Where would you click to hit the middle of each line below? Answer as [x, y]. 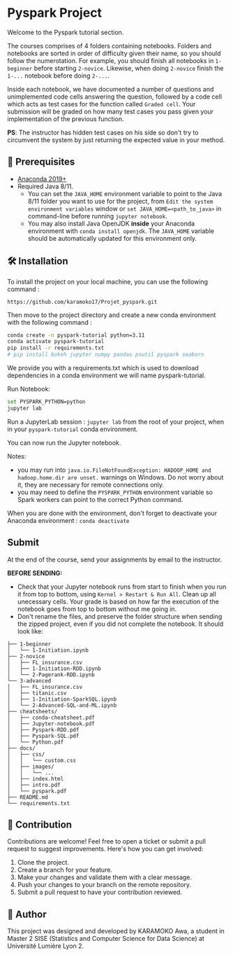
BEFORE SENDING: [35, 573]
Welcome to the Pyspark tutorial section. [66, 32]
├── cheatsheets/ [32, 711]
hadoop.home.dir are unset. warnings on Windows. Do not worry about [120, 477]
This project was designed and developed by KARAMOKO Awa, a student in [116, 931]
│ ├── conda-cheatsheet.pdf [51, 718]
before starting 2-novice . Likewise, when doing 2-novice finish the [129, 68]
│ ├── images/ [31, 767]
